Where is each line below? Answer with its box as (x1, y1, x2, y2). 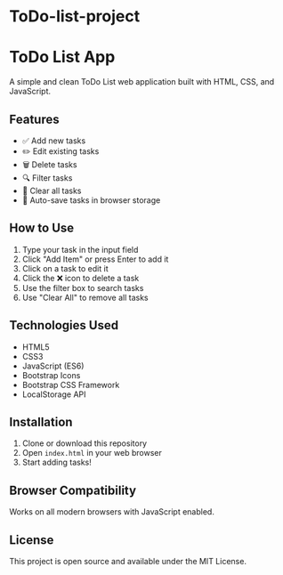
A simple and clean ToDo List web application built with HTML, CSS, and (9, 77, 275, 87)
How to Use (9, 221, 75, 236)
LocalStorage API (21, 389, 86, 400)
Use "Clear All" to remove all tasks (21, 292, 149, 303)
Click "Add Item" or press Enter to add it (21, 254, 169, 264)
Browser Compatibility (9, 482, 136, 498)
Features (9, 111, 60, 126)
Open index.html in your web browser (21, 448, 162, 458)
